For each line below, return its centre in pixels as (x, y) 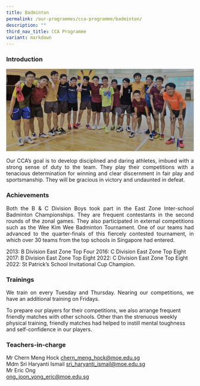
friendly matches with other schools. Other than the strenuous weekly (92, 317)
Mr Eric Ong (21, 371)
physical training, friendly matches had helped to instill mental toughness (96, 323)
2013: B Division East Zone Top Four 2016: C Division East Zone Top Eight (96, 251)
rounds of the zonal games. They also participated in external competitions (100, 221)
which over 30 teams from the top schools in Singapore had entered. (90, 240)
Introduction (24, 60)
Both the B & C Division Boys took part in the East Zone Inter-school (100, 208)
